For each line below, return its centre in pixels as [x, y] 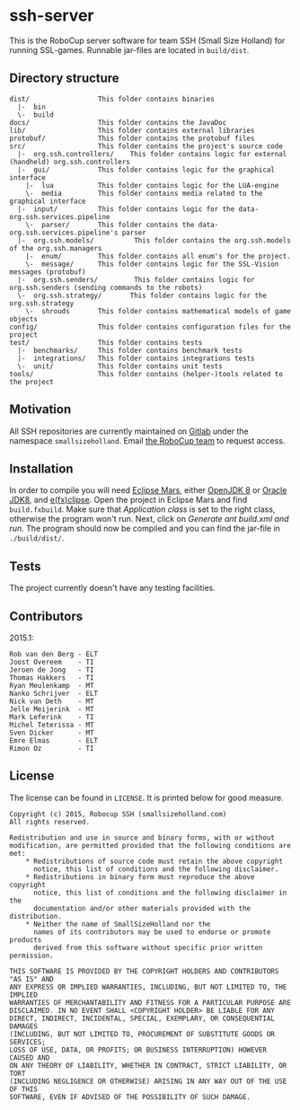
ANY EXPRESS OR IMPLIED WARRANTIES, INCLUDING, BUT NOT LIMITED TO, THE [148, 987]
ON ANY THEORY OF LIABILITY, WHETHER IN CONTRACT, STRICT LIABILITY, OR [148, 1065]
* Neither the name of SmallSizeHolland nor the [118, 924]
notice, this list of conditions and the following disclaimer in [160, 893]
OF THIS [24, 1089]
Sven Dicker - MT [52, 733]
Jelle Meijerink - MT [52, 709]
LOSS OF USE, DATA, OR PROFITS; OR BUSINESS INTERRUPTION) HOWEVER [138, 1050]
